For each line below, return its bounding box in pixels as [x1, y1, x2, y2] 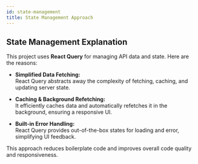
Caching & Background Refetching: [15, 96, 106, 103]
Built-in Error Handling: [15, 120, 75, 128]
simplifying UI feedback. [15, 133, 76, 140]
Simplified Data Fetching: [15, 71, 81, 79]
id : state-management [6, 8, 61, 15]
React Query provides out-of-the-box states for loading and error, [15, 126, 180, 134]
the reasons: [6, 59, 38, 67]
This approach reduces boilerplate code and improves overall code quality [6, 145, 192, 152]
